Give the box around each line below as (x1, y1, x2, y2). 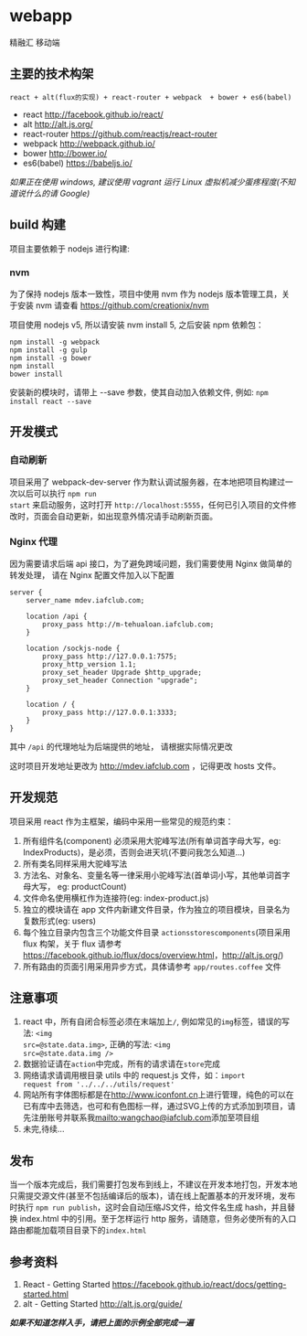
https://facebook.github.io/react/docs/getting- (111, 1279, 287, 1290)
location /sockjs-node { (26, 644, 121, 653)
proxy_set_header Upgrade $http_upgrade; (42, 668, 203, 677)
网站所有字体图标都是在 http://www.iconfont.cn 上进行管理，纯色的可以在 (22, 1089, 294, 1100)
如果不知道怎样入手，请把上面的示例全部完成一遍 (9, 1318, 194, 1329)
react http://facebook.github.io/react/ (22, 109, 164, 120)
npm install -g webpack (9, 337, 101, 347)
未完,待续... (22, 1124, 65, 1135)
